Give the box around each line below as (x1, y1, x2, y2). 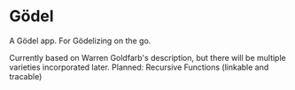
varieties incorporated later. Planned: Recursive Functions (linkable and (9, 62, 269, 72)
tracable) (9, 71, 43, 81)
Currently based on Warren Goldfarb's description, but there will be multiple (9, 52, 286, 63)
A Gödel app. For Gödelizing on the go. (9, 35, 151, 46)
